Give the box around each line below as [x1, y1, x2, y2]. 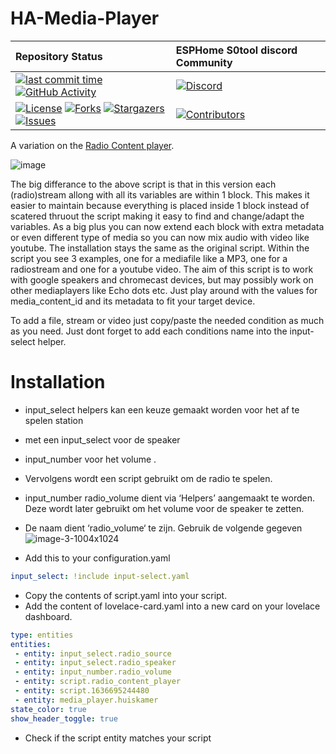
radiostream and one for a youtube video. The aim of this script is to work [10, 263, 314, 275]
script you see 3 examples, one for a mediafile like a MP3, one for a [10, 252, 288, 264]
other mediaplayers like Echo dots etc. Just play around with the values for [10, 284, 318, 296]
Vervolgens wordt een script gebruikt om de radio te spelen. [24, 472, 273, 484]
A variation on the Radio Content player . [10, 139, 175, 151]
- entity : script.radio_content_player [14, 677, 182, 687]
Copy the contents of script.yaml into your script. [24, 589, 228, 601]
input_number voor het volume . [24, 453, 157, 465]
